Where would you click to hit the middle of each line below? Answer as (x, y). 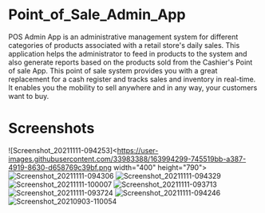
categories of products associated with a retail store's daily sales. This (124, 45)
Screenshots (51, 128)
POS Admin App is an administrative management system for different (123, 37)
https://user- (138, 150)
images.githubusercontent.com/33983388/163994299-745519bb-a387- (127, 159)
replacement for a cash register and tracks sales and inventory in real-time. (132, 79)
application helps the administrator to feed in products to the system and (128, 53)
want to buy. (29, 96)
